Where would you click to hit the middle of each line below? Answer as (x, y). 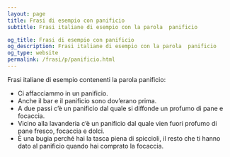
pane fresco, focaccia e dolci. (61, 131)
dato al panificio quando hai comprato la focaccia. (91, 146)
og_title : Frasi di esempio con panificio (71, 40)
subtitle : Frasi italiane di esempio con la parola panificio (103, 27)
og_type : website (33, 53)
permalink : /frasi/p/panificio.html (61, 60)
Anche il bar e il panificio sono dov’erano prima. (87, 100)
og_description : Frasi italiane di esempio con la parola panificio (112, 47)
